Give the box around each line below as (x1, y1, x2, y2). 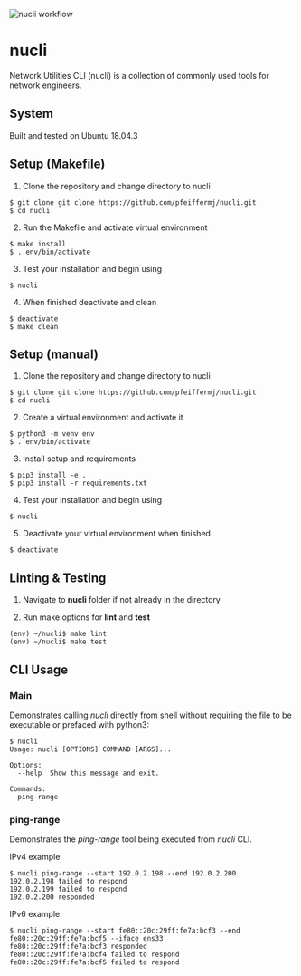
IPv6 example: (9, 909, 62, 920)
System (9, 106, 54, 121)
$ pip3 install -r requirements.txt (9, 478, 147, 488)
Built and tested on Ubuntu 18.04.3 (9, 130, 138, 140)
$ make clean (9, 322, 59, 331)
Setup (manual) (9, 346, 99, 362)
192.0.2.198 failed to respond (9, 877, 127, 886)
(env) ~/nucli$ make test (9, 637, 107, 647)
